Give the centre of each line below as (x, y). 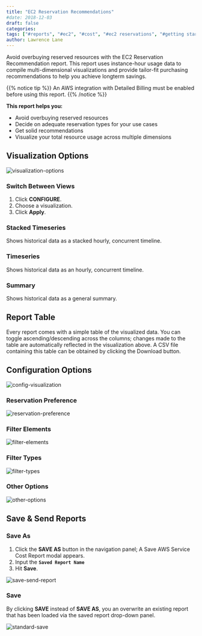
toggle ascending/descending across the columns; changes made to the (96, 338)
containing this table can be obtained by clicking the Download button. (94, 351)
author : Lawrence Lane (35, 40)
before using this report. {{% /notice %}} (57, 94)
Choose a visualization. (44, 206)
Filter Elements (29, 429)
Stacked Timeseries (36, 228)
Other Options (27, 486)
